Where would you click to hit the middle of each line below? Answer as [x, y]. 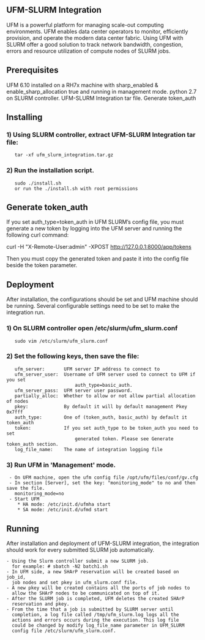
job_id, [16, 577]
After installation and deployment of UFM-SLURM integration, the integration [103, 543]
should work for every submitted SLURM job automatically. [80, 550]
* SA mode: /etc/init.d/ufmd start [63, 510]
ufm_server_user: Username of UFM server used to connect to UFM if [105, 374]
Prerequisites [32, 70]
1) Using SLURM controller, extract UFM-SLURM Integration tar [101, 134]
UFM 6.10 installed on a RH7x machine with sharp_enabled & [82, 85]
